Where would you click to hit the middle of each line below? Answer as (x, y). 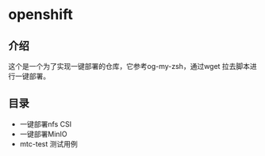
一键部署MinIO (43, 134)
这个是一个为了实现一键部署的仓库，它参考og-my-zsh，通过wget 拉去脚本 (129, 66)
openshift (40, 15)
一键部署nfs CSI (46, 124)
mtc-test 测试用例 (48, 143)
